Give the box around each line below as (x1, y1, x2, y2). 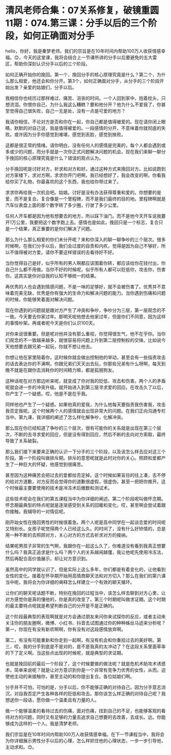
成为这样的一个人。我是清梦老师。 (9, 720, 81, 726)
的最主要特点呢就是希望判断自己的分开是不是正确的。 (5, 602, 117, 609)
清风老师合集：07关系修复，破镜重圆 (5, 5, 159, 16)
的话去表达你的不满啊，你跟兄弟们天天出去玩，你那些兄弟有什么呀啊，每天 (5, 360, 161, 367)
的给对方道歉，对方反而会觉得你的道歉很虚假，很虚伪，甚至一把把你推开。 (5, 478, 161, 484)
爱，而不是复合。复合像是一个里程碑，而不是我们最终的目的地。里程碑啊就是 (5, 196, 166, 202)
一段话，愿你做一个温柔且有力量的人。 (18, 696, 99, 703)
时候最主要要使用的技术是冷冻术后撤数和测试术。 (9, 484, 112, 491)
